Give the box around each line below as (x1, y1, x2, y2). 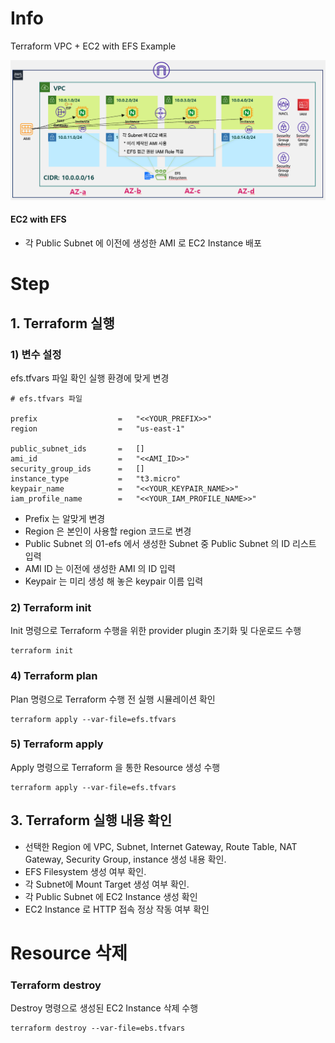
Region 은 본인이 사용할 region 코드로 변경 (24, 525, 192, 537)
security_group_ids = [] (10, 463, 145, 474)
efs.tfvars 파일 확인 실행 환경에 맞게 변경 (10, 372, 170, 384)
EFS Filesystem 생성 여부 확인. (24, 865, 147, 877)
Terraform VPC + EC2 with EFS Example (10, 40, 177, 52)
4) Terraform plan (10, 669, 98, 683)
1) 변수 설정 (10, 347, 62, 361)
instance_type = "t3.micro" (10, 473, 182, 484)
